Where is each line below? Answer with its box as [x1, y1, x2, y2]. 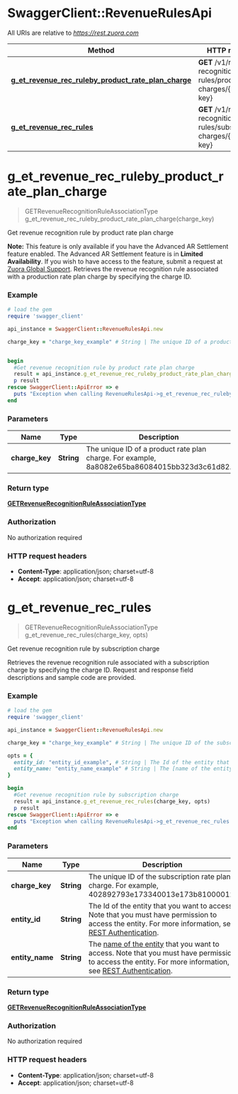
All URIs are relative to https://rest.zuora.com [7, 28, 140, 37]
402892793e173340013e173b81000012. [88, 889, 237, 899]
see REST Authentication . [88, 965, 174, 975]
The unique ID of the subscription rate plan [88, 872, 231, 882]
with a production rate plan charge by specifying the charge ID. [7, 272, 192, 281]
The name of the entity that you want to [88, 939, 220, 949]
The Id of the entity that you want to [88, 901, 208, 911]
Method [87, 45, 115, 55]
